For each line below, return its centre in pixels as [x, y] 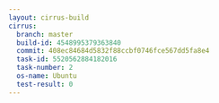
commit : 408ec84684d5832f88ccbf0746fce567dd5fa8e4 [113, 51]
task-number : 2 [45, 68]
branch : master [45, 34]
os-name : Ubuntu [47, 76]
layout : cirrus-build [49, 17]
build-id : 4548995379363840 [69, 43]
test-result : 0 [45, 84]
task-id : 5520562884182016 [67, 59]
